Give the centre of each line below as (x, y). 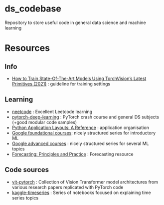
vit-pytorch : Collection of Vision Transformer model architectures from (85, 182)
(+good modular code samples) (44, 122)
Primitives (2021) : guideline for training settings (61, 83)
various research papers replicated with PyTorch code (68, 187)
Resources (27, 48)
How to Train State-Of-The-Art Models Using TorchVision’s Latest (79, 78)
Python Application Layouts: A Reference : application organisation (80, 127)
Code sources (27, 170)
